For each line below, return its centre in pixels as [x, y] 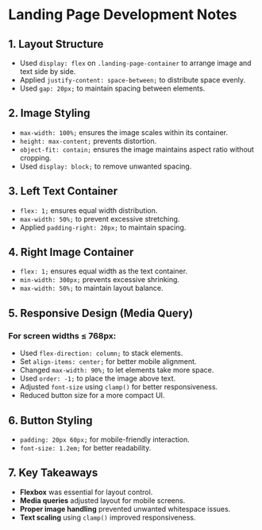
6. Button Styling [50, 420]
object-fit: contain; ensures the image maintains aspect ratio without [137, 149]
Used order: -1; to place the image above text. [98, 378]
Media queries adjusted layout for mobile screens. [102, 500]
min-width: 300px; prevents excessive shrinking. [100, 280]
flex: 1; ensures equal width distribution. [89, 210]
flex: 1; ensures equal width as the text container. [104, 271]
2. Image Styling [49, 113]
